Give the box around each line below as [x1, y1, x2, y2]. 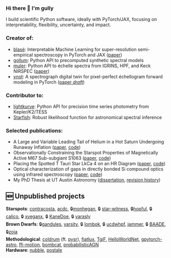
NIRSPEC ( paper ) [13, 68, 50, 74]
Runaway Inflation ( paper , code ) [13, 144, 81, 150]
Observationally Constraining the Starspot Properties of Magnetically [13, 150, 159, 156]
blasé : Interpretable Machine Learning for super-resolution [13, 46, 137, 52]
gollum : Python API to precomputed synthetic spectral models [13, 57, 144, 63]
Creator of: [6, 34, 34, 42]
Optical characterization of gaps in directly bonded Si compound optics [13, 166, 164, 172]
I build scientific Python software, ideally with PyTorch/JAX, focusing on [6, 16, 157, 23]
